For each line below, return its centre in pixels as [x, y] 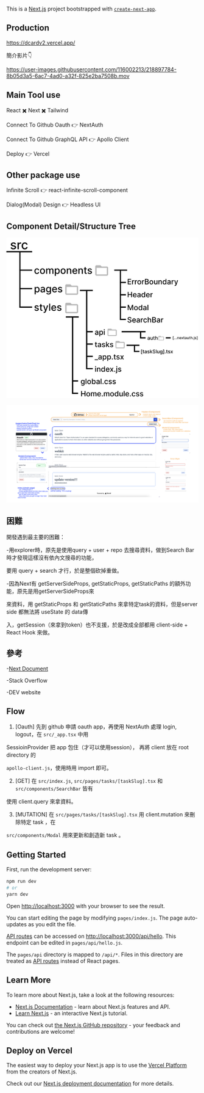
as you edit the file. [52, 924]
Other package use [43, 176]
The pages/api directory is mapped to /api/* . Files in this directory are [95, 954]
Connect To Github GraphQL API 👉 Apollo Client [68, 139]
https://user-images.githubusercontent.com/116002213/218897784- [91, 69]
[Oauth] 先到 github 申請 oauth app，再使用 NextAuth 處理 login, [96, 727]
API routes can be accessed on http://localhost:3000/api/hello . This [91, 936]
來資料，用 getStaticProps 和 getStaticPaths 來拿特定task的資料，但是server [102, 604]
